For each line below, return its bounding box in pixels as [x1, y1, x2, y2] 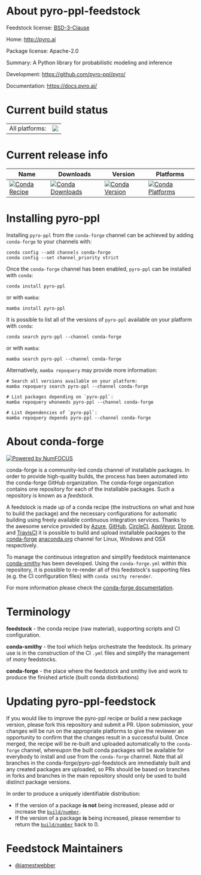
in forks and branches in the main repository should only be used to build [6, 772, 187, 779]
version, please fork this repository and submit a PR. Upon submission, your [6, 721, 193, 728]
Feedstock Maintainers [6, 841, 123, 855]
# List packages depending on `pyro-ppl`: [6, 394, 114, 400]
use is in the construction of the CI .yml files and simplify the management [6, 649, 190, 657]
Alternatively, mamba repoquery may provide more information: [6, 366, 157, 373]
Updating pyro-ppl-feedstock [6, 694, 156, 708]
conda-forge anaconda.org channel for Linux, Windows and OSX [6, 535, 166, 543]
